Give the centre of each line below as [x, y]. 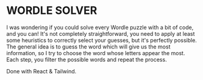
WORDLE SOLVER [52, 11]
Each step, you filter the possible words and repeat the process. [87, 59]
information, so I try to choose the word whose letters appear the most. [96, 53]
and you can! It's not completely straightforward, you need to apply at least [101, 33]
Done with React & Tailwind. [41, 71]
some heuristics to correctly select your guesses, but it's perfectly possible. [101, 40]
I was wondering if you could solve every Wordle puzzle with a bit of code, [100, 27]
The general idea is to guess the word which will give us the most [88, 47]
